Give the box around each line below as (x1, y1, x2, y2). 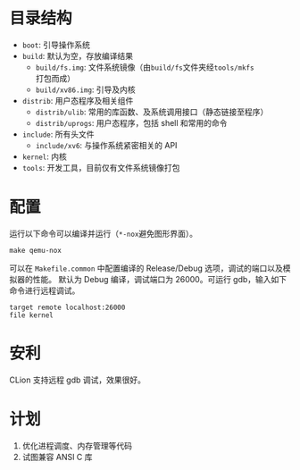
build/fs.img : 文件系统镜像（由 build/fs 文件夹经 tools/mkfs (35, 62, 254, 72)
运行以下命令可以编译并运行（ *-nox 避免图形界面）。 (9, 228, 198, 239)
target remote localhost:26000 (9, 303, 126, 312)
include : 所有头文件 (21, 129, 95, 139)
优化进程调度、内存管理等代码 (21, 440, 132, 451)
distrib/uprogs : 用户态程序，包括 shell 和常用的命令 (35, 117, 228, 128)
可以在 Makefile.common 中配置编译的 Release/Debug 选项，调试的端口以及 (9, 263, 283, 273)
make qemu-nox (9, 246, 62, 255)
